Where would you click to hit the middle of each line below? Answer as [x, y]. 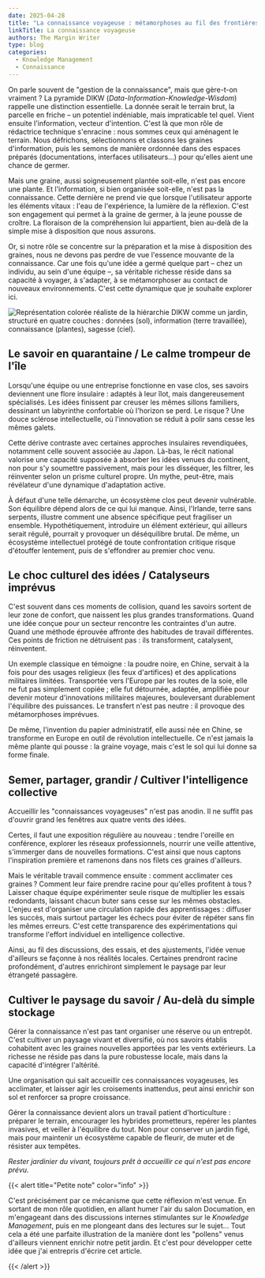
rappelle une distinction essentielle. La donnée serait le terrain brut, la [121, 106]
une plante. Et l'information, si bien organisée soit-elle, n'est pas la [116, 189]
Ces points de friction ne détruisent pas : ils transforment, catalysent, [121, 640]
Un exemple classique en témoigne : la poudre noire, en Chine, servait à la [129, 664]
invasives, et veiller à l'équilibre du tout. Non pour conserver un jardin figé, [129, 1129]
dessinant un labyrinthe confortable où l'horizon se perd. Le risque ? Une [126, 410]
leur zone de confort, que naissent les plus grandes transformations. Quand [131, 615]
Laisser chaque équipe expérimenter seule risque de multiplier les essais [127, 893]
